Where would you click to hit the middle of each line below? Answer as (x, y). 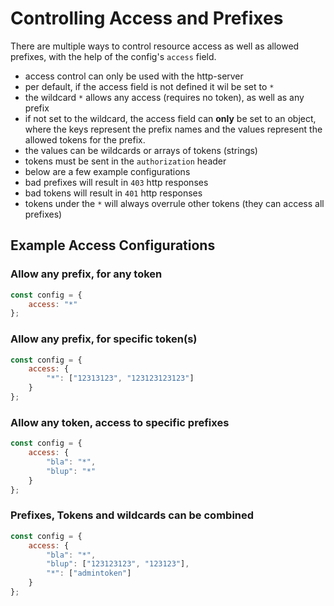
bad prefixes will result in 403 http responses (116, 182)
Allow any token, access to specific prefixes (120, 422)
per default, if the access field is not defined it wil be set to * (149, 86)
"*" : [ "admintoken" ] (89, 573)
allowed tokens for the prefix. (85, 139)
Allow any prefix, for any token (86, 274)
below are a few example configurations (107, 171)
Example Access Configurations (113, 245)
